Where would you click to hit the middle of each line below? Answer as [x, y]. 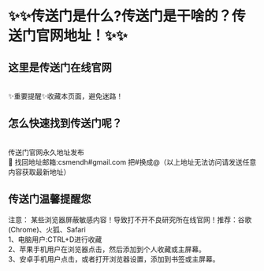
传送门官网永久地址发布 [46, 152]
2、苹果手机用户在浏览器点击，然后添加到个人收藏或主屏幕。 [107, 249]
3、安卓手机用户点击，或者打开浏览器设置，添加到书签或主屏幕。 [114, 259]
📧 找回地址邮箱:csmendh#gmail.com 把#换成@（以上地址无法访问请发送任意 [132, 161]
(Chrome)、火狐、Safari [47, 229]
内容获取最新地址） [39, 172]
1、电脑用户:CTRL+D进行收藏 [55, 239]
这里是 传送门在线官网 [60, 67]
